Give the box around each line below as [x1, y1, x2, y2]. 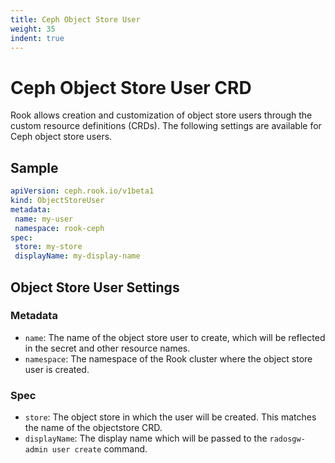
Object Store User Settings [10, 279, 180, 296]
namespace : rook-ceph [14, 223, 105, 233]
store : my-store [14, 242, 83, 252]
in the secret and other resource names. [24, 342, 191, 354]
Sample [10, 159, 59, 176]
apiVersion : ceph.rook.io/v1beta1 [10, 186, 155, 196]
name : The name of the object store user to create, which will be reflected [24, 331, 326, 343]
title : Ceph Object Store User [10, 14, 141, 25]
